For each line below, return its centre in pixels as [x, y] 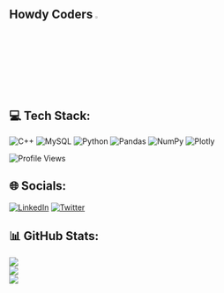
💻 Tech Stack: [50, 115]
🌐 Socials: [38, 186]
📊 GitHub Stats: [54, 236]
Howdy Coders [51, 15]
